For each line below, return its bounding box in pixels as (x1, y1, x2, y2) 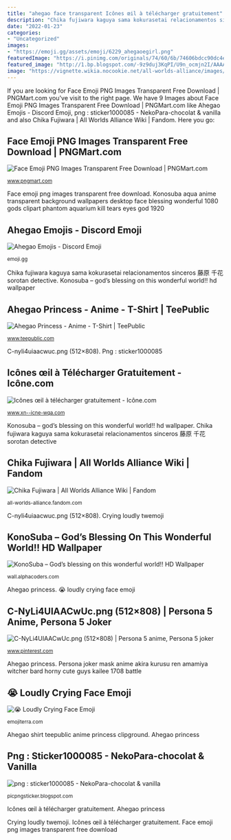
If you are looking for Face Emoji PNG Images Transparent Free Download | (7, 87, 220, 95)
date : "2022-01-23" (7, 23, 63, 30)
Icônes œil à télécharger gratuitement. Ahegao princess (7, 804, 165, 813)
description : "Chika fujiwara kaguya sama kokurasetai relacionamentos (7, 16, 217, 23)
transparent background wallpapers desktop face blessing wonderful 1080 (7, 197, 219, 205)
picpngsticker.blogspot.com (7, 793, 74, 799)
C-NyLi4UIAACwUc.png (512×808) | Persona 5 (7, 605, 213, 617)
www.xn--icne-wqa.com (7, 409, 65, 416)
